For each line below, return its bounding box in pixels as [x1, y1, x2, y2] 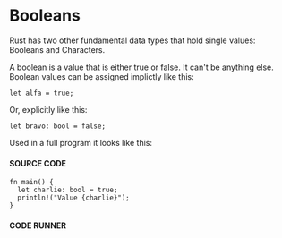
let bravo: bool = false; [9, 122, 106, 131]
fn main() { [9, 178, 54, 187]
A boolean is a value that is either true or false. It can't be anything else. [9, 62, 275, 72]
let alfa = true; [9, 89, 74, 98]
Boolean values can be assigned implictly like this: [9, 71, 194, 81]
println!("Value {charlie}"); [17, 193, 130, 202]
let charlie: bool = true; [17, 185, 118, 195]
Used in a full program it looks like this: [9, 137, 153, 148]
